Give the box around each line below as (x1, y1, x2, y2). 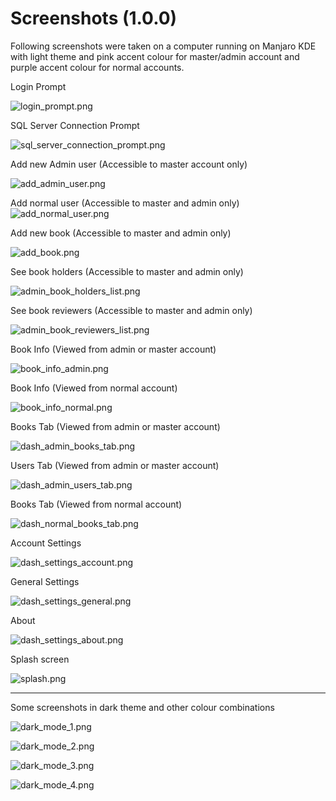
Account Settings (10, 537, 82, 549)
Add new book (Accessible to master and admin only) (10, 227, 232, 239)
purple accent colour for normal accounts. (10, 61, 185, 73)
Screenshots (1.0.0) (10, 7, 178, 30)
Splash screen (10, 653, 70, 665)
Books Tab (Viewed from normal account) (10, 498, 183, 510)
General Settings (10, 575, 80, 587)
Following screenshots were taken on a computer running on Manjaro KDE (10, 40, 317, 52)
